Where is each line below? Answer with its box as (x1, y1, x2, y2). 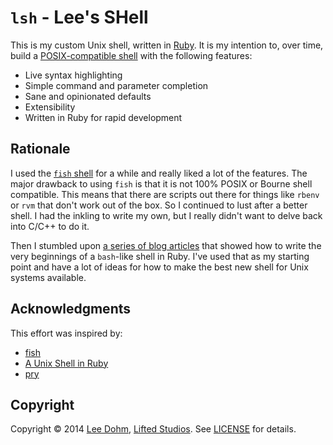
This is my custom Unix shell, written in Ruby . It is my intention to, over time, (10, 39, 324, 51)
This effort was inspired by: (10, 327, 123, 339)
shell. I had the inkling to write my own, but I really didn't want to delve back (10, 209, 323, 221)
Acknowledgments (10, 301, 132, 318)
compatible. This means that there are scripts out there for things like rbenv (10, 188, 320, 200)
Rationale (10, 141, 71, 158)
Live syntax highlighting (24, 69, 123, 81)
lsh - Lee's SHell (10, 6, 149, 29)
